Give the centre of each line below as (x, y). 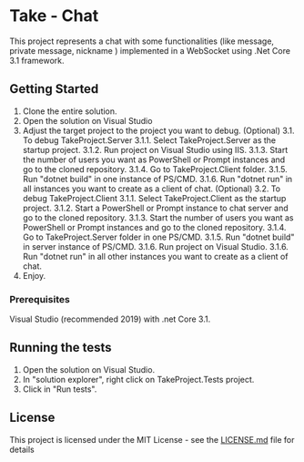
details (22, 449)
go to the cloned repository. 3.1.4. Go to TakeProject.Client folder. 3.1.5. (155, 169)
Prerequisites (40, 299)
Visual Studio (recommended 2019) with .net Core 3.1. (110, 319)
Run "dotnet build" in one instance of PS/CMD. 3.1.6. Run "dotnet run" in (157, 179)
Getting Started (54, 89)
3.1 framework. (37, 60)
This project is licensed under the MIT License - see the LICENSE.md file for (152, 439)
